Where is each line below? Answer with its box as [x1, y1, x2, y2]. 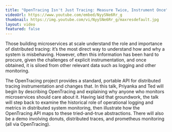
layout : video [5, 21, 36, 27]
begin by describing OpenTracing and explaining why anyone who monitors [5, 89, 165, 95]
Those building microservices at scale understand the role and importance [5, 40, 163, 47]
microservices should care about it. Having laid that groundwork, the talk [5, 94, 159, 100]
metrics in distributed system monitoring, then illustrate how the [5, 105, 140, 111]
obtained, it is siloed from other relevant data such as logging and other [5, 62, 156, 69]
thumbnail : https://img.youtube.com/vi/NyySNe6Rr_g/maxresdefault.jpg [5, 17, 159, 22]
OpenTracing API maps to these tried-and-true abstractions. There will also [5, 111, 164, 117]
